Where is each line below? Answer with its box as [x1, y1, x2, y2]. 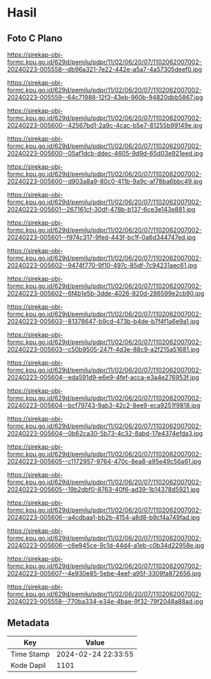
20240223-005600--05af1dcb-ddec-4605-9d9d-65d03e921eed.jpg [7, 150, 203, 157]
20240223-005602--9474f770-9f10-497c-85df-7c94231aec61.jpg [7, 261, 198, 270]
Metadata [7, 617, 50, 629]
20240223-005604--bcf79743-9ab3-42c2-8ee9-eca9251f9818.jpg [7, 401, 201, 409]
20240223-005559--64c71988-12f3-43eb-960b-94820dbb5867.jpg [7, 93, 203, 101]
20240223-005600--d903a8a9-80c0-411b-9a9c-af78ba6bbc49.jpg [7, 177, 203, 185]
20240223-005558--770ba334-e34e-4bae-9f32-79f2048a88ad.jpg [7, 598, 203, 605]
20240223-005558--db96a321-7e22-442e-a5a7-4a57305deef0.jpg [7, 65, 202, 73]
